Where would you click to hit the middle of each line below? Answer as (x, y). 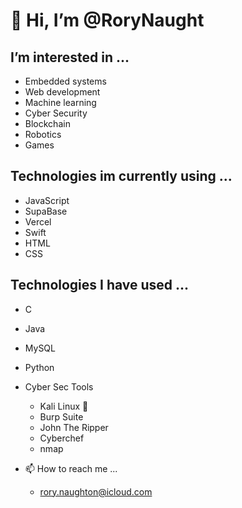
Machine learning (60, 102)
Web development (62, 92)
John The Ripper (74, 427)
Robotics (43, 134)
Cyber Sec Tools (59, 386)
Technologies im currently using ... (121, 176)
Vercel (38, 221)
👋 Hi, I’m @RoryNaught (107, 20)
